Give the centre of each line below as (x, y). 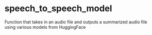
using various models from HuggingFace (45, 27)
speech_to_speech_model (58, 9)
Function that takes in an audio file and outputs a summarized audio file (76, 22)
